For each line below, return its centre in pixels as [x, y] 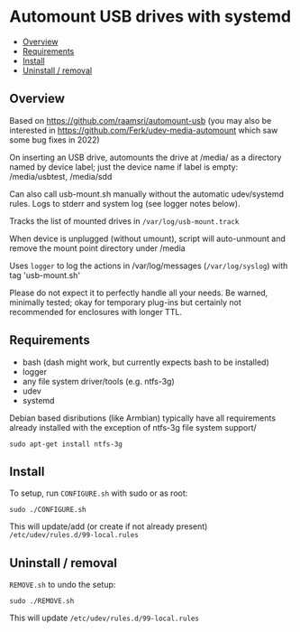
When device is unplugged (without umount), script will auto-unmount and [147, 238]
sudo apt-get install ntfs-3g [66, 444]
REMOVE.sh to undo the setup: [63, 585]
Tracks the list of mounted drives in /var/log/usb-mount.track [124, 221]
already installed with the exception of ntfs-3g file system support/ [133, 427]
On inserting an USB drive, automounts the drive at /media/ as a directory [145, 157]
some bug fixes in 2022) [55, 139]
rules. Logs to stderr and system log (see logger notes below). [125, 203]
